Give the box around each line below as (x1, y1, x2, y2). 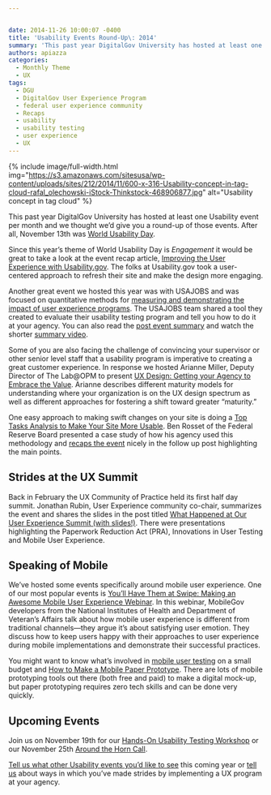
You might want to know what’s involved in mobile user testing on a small (8, 656, 252, 666)
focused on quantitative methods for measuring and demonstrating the (8, 294, 245, 304)
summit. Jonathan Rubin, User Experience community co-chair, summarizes (8, 501, 262, 510)
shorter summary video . (8, 329, 89, 339)
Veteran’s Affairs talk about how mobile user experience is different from (8, 614, 250, 625)
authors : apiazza (8, 49, 67, 57)
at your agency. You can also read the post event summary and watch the (8, 320, 254, 330)
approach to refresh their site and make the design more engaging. (40, 270, 264, 280)
